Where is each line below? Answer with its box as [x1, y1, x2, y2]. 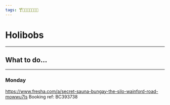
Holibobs [5, 29, 44, 41]
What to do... [5, 55, 48, 64]
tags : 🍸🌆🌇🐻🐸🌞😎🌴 [5, 7, 39, 13]
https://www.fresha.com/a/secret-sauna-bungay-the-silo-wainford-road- [5, 88, 158, 94]
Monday [5, 77, 26, 84]
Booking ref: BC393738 [28, 93, 78, 99]
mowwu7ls [5, 93, 28, 99]
